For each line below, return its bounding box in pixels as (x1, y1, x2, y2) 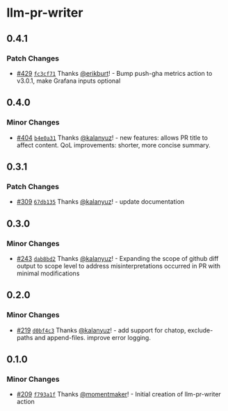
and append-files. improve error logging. (34, 333, 151, 341)
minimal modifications (16, 269, 80, 277)
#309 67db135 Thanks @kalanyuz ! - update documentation (16, 198, 185, 206)
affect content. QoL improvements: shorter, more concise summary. (16, 140, 211, 149)
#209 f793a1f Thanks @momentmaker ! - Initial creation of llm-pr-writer (16, 390, 222, 398)
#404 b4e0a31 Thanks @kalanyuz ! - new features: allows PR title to (16, 134, 208, 142)
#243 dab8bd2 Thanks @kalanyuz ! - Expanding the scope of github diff (16, 254, 219, 262)
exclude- (187, 325, 213, 335)
